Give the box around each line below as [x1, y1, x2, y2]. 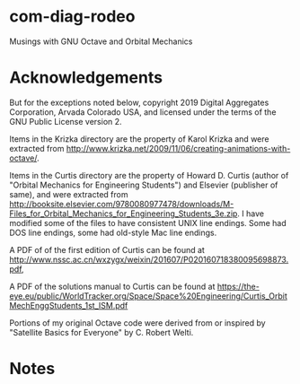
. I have [237, 208, 265, 219]
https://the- [216, 281, 260, 292]
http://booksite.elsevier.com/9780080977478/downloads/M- [9, 198, 234, 209]
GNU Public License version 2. [9, 116, 123, 127]
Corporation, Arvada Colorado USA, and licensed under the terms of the [9, 106, 277, 118]
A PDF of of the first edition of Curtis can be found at [9, 244, 205, 255]
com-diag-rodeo [9, 6, 136, 27]
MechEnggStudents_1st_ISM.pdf [9, 300, 128, 310]
